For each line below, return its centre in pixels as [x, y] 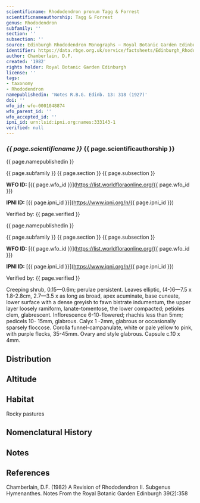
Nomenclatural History [49, 432]
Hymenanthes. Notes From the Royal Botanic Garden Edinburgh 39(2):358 [97, 493]
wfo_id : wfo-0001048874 [36, 106]
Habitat [20, 399]
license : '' [21, 73]
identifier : [21, 51]
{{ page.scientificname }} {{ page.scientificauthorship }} [90, 148]
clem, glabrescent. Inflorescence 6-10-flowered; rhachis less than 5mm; [95, 315]
